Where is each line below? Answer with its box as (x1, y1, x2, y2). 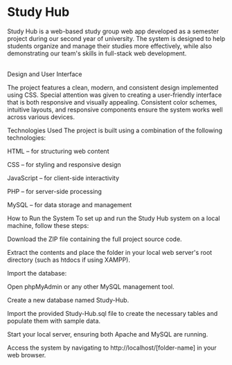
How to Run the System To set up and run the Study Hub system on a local (7, 214, 220, 222)
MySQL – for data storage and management (7, 200, 132, 208)
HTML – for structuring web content (7, 147, 109, 155)
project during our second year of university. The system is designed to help (7, 34, 226, 42)
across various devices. (7, 112, 75, 121)
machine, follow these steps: (7, 221, 89, 229)
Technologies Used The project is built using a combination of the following (7, 126, 223, 134)
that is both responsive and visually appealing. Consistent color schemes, (7, 98, 217, 106)
